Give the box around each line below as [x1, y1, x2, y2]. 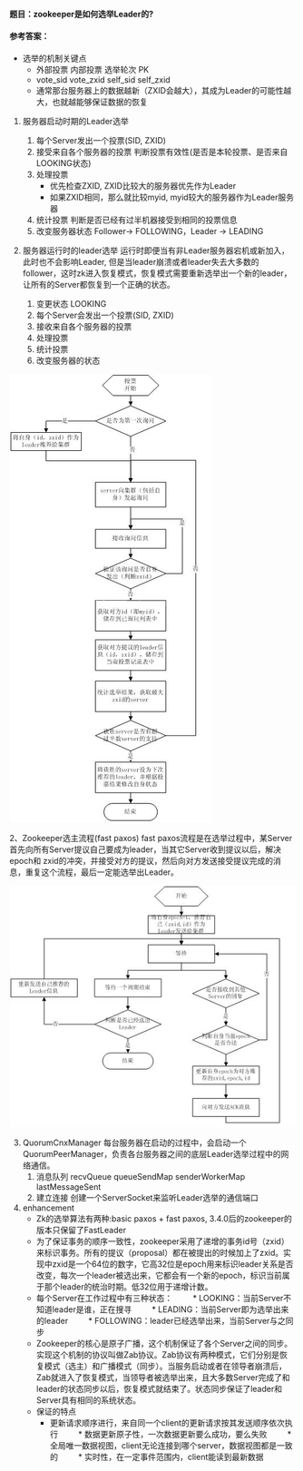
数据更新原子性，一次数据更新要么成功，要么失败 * [84, 1429, 292, 1440]
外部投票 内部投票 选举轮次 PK [35, 64, 150, 74]
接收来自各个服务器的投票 [35, 320, 132, 331]
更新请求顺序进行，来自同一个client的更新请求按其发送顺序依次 [49, 1417, 286, 1428]
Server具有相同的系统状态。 [35, 1395, 142, 1406]
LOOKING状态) [35, 157, 92, 168]
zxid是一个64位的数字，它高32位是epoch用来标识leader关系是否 [52, 1259, 294, 1270]
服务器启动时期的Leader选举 [22, 115, 129, 126]
